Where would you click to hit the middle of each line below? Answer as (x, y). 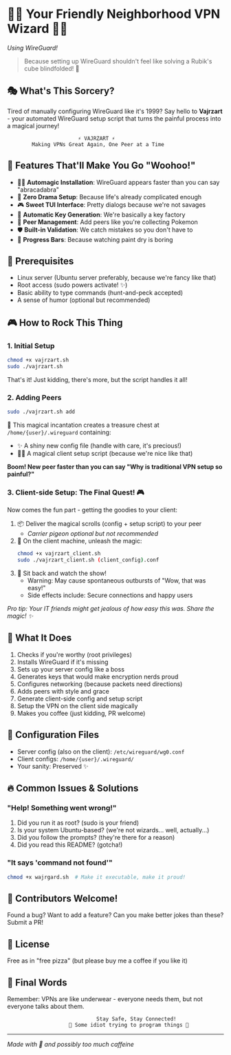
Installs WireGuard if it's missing (63, 662)
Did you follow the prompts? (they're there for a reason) (96, 838)
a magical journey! (33, 125)
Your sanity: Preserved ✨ (53, 766)
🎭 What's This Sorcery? (61, 91)
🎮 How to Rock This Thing (65, 322)
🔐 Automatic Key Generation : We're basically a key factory (101, 214)
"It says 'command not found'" (60, 863)
